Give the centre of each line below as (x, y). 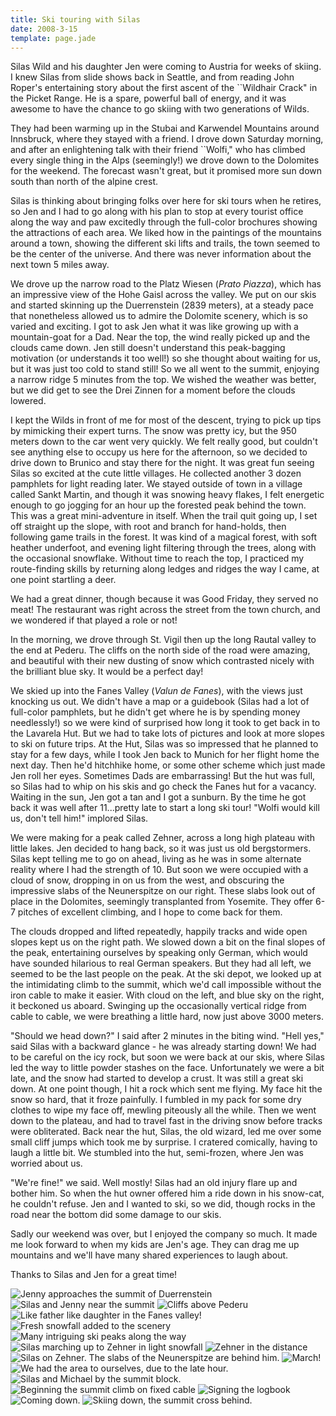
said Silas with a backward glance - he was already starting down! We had (163, 1047)
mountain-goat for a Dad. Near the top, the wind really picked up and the (160, 337)
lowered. (28, 401)
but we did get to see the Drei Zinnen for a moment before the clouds (153, 390)
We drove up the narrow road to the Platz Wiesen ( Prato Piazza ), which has (166, 284)
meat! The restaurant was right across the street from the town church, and (165, 610)
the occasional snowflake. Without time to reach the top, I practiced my (157, 558)
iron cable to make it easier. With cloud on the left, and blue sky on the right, (167, 995)
